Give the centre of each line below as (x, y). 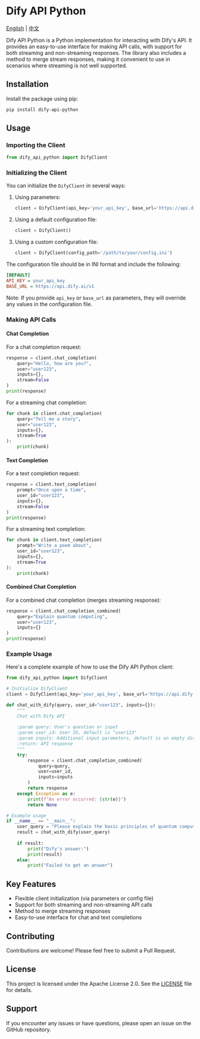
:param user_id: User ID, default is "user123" (77, 733)
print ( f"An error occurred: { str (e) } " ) (77, 799)
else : (24, 860)
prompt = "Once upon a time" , (51, 490)
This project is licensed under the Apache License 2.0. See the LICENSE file (99, 984)
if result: (30, 843)
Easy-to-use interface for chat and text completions (78, 917)
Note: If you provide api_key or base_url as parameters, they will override (96, 298)
